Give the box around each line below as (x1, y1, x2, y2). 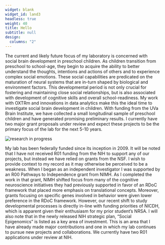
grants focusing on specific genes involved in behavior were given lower (5, 192, 152, 198)
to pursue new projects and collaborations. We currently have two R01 (5, 229, 148, 235)
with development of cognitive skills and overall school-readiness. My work (5, 95, 159, 101)
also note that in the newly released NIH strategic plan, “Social (5, 213, 132, 219)
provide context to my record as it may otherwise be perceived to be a (5, 161, 148, 167)
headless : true (5, 16, 36, 21)
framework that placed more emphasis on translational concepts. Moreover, (5, 187, 159, 193)
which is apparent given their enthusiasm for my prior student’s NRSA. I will (5, 208, 158, 214)
